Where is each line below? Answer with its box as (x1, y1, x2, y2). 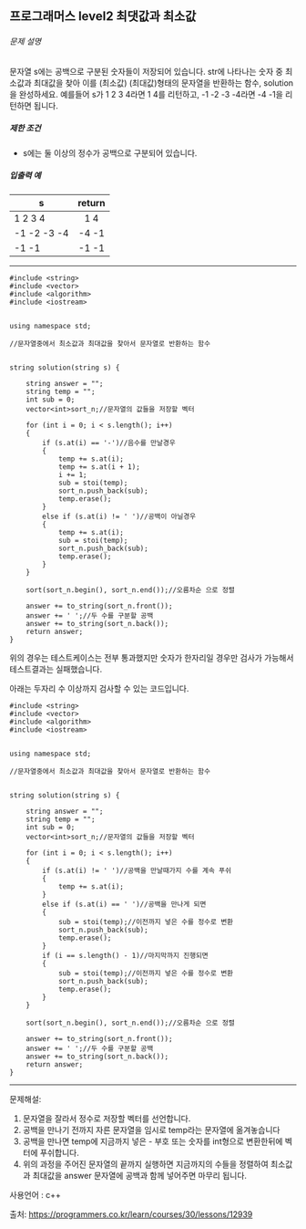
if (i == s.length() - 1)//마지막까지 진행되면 (42, 951, 209, 960)
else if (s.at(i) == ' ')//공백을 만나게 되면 (42, 900, 207, 909)
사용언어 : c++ (9, 1189, 61, 1200)
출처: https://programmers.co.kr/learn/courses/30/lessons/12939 (9, 1208, 253, 1220)
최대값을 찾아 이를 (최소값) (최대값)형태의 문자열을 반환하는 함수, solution (33, 77, 294, 89)
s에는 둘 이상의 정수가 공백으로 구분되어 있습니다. (22, 147, 198, 158)
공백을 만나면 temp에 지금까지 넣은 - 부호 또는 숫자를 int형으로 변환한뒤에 (22, 1135, 283, 1147)
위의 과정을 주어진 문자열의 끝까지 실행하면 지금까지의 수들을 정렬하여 (22, 1158, 269, 1170)
